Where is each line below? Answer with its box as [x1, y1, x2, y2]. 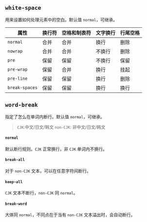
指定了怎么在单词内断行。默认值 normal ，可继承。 [5, 113, 105, 119]
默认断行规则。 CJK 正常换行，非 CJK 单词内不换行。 [5, 146, 107, 152]
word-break [5, 101, 38, 109]
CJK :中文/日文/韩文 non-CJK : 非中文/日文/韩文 [17, 124, 106, 130]
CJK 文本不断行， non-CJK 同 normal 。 [5, 190, 78, 196]
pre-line [7, 75, 28, 81]
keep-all [5, 179, 23, 185]
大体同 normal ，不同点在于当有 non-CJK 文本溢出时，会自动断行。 [5, 212, 135, 218]
